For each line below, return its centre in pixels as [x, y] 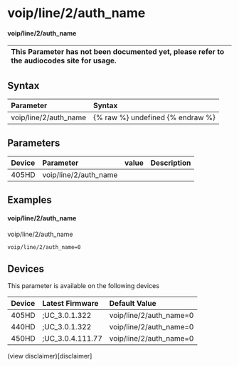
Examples [30, 200]
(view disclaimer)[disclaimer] [50, 356]
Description [171, 163]
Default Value [133, 304]
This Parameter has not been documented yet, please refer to [118, 52]
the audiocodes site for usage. [64, 60]
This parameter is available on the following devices [84, 286]
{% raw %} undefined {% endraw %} [154, 117]
